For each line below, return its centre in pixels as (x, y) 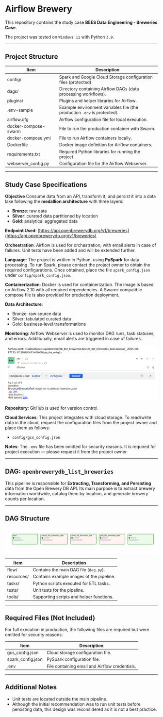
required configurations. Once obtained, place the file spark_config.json (78, 270)
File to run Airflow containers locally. (95, 138)
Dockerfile (17, 145)
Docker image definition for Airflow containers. (106, 145)
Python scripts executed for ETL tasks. (71, 583)
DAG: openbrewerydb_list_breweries (59, 472)
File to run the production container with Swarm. (107, 129)
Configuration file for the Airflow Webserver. (103, 163)
